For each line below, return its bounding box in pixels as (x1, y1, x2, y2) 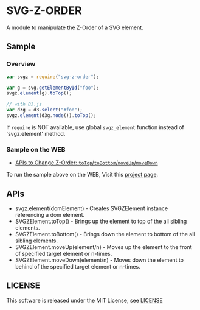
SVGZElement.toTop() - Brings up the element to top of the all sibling (15, 217, 187, 225)
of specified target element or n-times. (15, 250, 112, 257)
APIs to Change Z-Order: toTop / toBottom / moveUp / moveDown (15, 159, 158, 166)
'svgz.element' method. (6, 130, 66, 137)
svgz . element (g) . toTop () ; (6, 90, 72, 96)
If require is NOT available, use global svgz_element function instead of (6, 123, 184, 131)
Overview (6, 60, 36, 68)
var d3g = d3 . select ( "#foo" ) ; (6, 107, 83, 113)
